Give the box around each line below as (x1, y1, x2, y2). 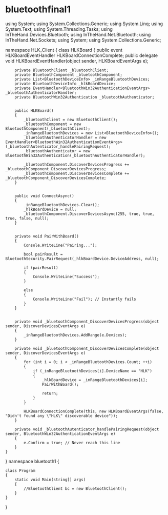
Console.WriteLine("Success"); (32, 274, 100, 279)
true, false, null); (5, 215, 50, 221)
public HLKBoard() (14, 108, 54, 113)
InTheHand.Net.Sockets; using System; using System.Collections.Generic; (5, 37, 161, 43)
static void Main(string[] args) (14, 477, 86, 482)
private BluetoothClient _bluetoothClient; (14, 68, 109, 73)
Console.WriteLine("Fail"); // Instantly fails (32, 296, 137, 302)
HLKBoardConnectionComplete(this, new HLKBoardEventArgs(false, (24, 409, 164, 414)
